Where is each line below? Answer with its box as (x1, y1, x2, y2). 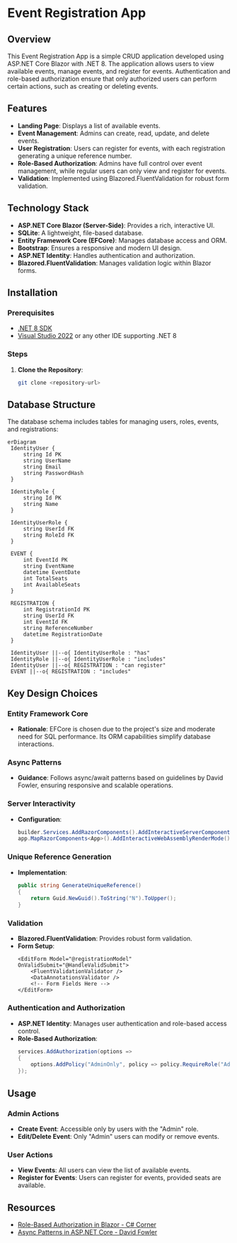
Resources (7, 1201, 56, 1213)
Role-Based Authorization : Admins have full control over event (17, 159, 203, 167)
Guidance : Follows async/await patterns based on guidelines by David (17, 774, 224, 782)
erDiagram (7, 439, 37, 446)
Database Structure (7, 398, 96, 410)
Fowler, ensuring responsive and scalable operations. (17, 781, 173, 789)
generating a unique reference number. (17, 151, 132, 160)
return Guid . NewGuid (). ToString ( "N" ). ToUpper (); (30, 895, 177, 902)
